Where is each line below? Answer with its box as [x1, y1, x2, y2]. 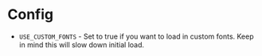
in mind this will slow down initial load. [18, 39, 145, 49]
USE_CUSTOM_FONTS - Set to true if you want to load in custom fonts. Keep [18, 32, 254, 41]
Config [7, 6, 53, 24]
